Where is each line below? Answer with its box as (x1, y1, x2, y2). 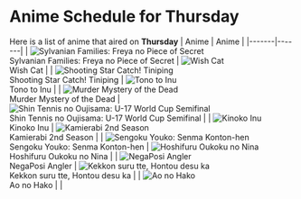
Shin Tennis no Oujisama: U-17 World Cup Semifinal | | (9, 113, 212, 123)
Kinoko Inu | (9, 122, 54, 132)
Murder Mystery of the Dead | (9, 93, 120, 104)
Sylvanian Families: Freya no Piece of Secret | (9, 55, 180, 66)
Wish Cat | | (9, 65, 53, 76)
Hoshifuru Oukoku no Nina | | (9, 150, 118, 161)
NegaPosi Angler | (9, 160, 78, 171)
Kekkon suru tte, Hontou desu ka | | (9, 169, 142, 181)
